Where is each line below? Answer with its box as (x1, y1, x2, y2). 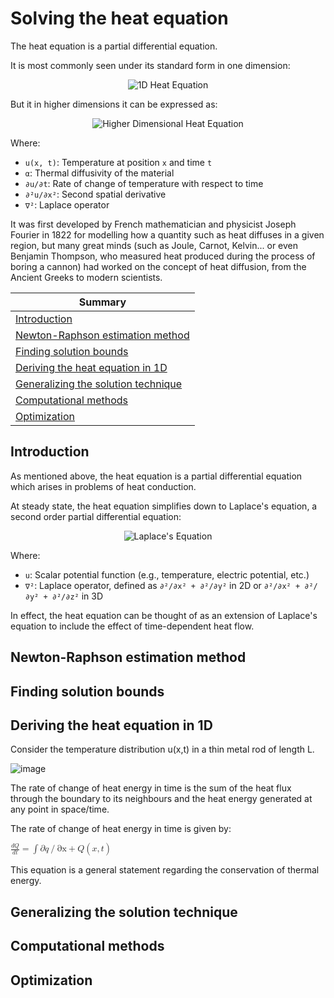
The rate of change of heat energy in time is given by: (10, 823, 232, 835)
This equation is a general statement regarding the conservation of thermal (10, 864, 320, 876)
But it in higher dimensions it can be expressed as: (10, 98, 218, 110)
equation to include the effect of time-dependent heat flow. (10, 620, 255, 632)
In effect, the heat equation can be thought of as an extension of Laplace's (10, 609, 318, 621)
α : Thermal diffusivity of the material (24, 167, 175, 179)
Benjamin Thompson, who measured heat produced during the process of (10, 250, 316, 262)
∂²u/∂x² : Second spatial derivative (24, 188, 167, 200)
